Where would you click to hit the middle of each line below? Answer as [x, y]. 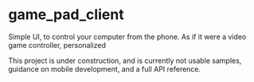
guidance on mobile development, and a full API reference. [105, 68]
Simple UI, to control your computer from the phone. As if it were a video [127, 37]
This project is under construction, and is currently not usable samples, [125, 61]
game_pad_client [66, 15]
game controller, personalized [57, 45]
